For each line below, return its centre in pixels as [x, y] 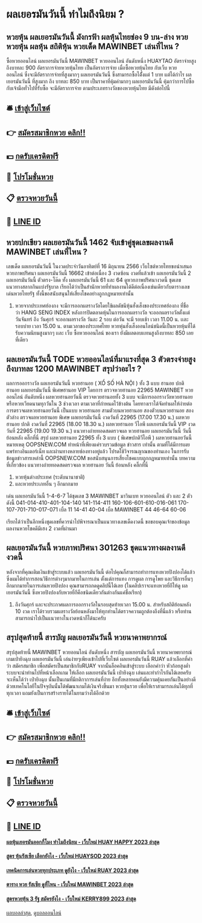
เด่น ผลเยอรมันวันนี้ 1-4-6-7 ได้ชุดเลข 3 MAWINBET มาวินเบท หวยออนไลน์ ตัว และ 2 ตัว [99, 496]
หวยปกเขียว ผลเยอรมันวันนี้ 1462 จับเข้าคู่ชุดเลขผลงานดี [90, 242]
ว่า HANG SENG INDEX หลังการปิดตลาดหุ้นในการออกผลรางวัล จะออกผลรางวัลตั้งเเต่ [102, 312]
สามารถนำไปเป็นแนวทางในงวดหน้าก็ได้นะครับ [61, 618]
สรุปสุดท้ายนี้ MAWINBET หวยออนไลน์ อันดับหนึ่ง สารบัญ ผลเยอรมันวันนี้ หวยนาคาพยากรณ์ [99, 652]
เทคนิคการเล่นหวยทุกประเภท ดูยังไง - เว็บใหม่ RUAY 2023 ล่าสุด [72, 870]
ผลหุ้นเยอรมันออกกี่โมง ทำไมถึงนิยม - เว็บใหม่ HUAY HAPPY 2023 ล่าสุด [83, 842]
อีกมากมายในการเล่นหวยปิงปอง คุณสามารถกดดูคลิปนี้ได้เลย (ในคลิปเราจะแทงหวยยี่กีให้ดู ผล [97, 585]
